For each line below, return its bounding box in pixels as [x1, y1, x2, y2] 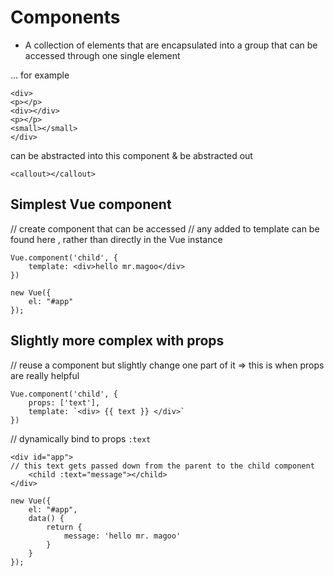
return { [46, 522, 83, 532]
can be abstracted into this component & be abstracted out [10, 149, 253, 161]
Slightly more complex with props [10, 332, 225, 350]
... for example [10, 69, 70, 81]
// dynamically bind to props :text [10, 432, 152, 445]
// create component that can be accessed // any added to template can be [10, 222, 320, 235]
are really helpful [10, 369, 80, 381]
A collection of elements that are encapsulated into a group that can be [24, 39, 318, 51]
